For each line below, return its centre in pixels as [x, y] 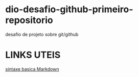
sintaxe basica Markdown [32, 69]
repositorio [29, 20]
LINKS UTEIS [33, 55]
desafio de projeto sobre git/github [42, 34]
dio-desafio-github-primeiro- [69, 9]
